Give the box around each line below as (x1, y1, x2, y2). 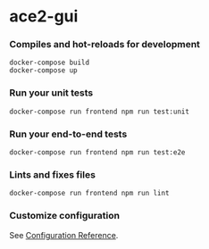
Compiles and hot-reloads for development (9, 38, 201, 51)
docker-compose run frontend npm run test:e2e (9, 148, 186, 157)
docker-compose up (9, 66, 78, 75)
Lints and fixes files (9, 169, 96, 180)
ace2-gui (9, 6, 79, 27)
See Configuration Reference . (9, 229, 119, 240)
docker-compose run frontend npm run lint (9, 189, 170, 198)
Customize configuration (9, 210, 121, 222)
